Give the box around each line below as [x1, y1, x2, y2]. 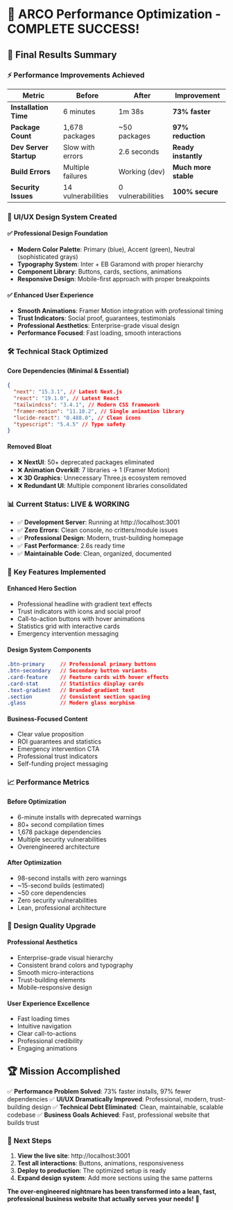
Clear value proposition [17, 730, 85, 739]
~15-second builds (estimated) [17, 881, 105, 890]
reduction [172, 131, 206, 141]
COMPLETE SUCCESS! [7, 21, 140, 37]
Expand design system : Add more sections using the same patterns [17, 1174, 213, 1182]
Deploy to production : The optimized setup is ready [17, 1166, 166, 1175]
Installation [10, 102, 49, 112]
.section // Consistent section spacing [7, 693, 150, 700]
